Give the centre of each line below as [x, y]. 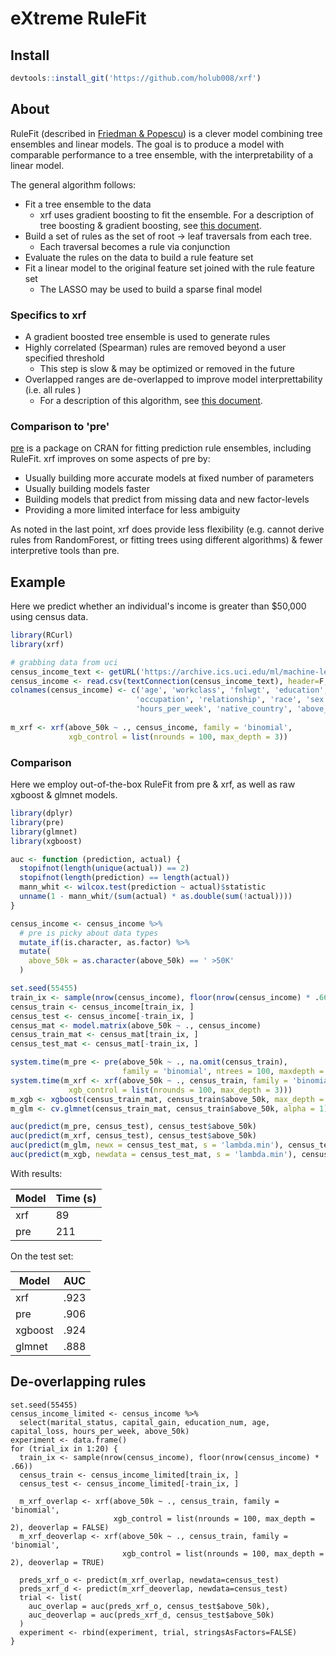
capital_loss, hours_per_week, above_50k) [100, 1431]
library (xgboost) [46, 841]
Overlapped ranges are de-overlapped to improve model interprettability [173, 379]
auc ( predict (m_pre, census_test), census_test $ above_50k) [133, 1127]
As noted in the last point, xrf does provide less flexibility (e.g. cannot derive [167, 529]
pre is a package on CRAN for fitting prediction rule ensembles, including [161, 448]
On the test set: [42, 1256]
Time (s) [76, 1198]
